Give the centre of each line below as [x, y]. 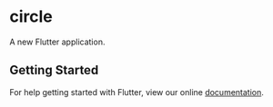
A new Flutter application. [57, 42]
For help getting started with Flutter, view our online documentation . [136, 92]
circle [31, 17]
